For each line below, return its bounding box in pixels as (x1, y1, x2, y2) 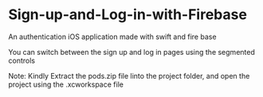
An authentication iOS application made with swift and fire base (8, 32, 217, 41)
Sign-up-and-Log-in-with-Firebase (8, 6, 247, 24)
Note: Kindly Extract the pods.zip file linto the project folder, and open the (8, 71, 250, 80)
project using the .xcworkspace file (8, 80, 124, 89)
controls (8, 56, 36, 65)
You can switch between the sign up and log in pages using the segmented (8, 47, 255, 56)
